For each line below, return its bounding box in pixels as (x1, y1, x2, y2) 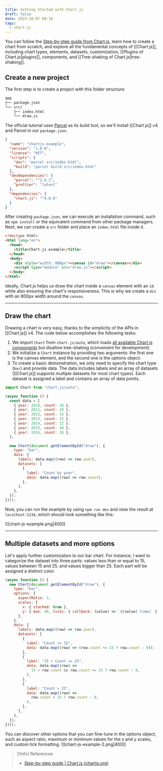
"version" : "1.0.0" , (9, 146, 51, 151)
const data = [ (9, 398, 40, 403)
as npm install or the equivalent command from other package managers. (5, 219, 154, 225)
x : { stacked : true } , (22, 604, 68, 610)
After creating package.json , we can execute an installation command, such (5, 214, 156, 219)
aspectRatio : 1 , (17, 595, 51, 601)
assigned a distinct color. (5, 568, 55, 574)
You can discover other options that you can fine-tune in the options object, (5, 731, 157, 737)
